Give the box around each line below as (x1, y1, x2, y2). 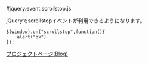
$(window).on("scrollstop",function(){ (6, 29, 106, 35)
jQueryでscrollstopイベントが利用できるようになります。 (6, 17, 146, 24)
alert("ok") (17, 34, 47, 40)
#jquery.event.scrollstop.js (6, 5, 72, 12)
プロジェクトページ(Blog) (6, 50, 69, 57)
